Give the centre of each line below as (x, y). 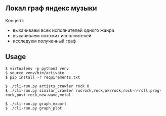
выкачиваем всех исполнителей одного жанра (63, 30)
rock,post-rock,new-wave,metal (38, 95)
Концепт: (15, 20)
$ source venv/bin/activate (35, 73)
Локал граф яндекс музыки (51, 8)
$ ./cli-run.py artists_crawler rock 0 (47, 86)
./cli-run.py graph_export (38, 104)
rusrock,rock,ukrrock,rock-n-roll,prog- (118, 90)
